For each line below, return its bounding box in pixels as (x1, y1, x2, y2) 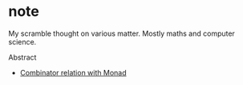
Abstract (8, 52, 37, 62)
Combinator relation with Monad (19, 68, 127, 77)
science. (8, 37, 37, 46)
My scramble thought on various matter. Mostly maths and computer (8, 29, 235, 38)
